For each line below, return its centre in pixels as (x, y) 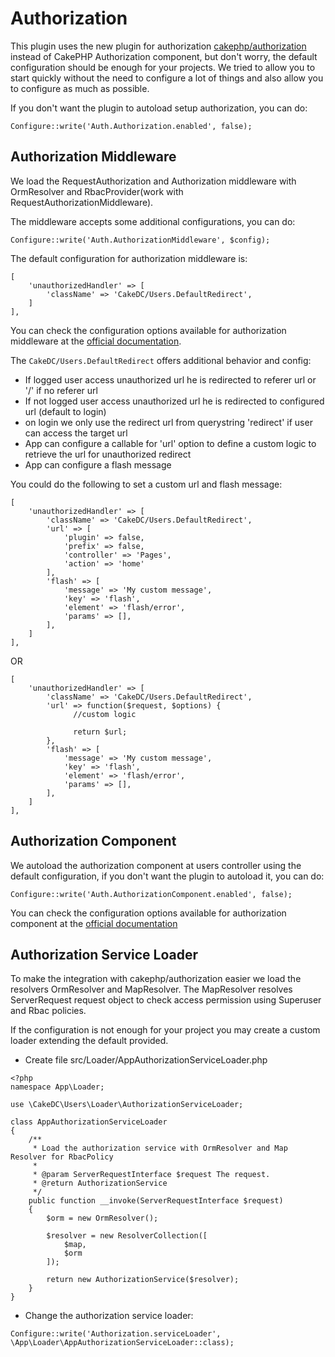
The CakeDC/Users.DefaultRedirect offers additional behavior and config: (161, 360)
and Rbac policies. (48, 1011)
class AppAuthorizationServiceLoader (89, 1122)
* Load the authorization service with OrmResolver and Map (160, 1148)
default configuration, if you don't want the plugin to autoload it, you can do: (167, 876)
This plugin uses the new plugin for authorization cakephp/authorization (158, 46)
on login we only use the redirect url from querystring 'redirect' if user (168, 422)
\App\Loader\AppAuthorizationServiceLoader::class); (122, 1343)
